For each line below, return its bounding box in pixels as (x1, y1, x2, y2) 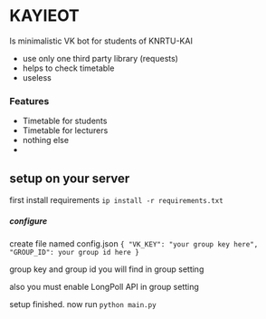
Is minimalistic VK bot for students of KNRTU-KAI (9, 35, 193, 46)
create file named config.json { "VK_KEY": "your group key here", (9, 238, 259, 249)
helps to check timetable (22, 63, 115, 73)
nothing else (22, 135, 70, 146)
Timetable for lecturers (22, 125, 109, 136)
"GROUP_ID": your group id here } (9, 248, 140, 257)
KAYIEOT (9, 5, 80, 26)
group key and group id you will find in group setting (9, 264, 204, 275)
